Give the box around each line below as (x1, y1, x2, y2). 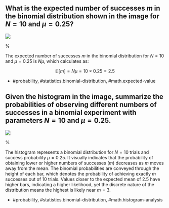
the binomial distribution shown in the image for (5, 12, 159, 21)
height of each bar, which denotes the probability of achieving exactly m (5, 170, 156, 177)
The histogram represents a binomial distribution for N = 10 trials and (5, 149, 149, 155)
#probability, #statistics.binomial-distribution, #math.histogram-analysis (12, 196, 163, 202)
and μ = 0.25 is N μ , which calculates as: (5, 58, 89, 64)
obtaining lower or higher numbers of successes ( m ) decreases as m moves (5, 160, 164, 166)
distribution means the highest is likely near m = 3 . (5, 187, 111, 193)
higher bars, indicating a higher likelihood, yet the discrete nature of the (5, 181, 154, 187)
